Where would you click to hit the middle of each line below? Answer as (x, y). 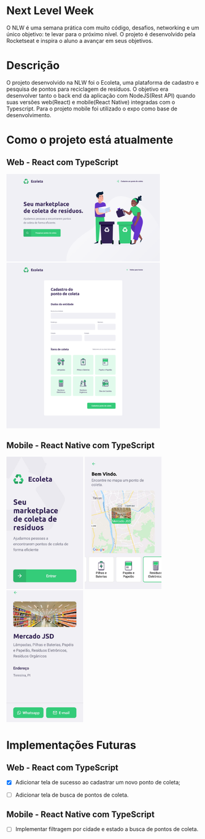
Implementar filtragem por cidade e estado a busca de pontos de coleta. (107, 829)
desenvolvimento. (29, 115)
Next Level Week (50, 11)
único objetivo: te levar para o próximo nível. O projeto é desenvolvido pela (101, 34)
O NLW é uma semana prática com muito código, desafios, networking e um (103, 28)
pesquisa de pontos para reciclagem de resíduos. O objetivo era (87, 89)
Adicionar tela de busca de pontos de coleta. (72, 795)
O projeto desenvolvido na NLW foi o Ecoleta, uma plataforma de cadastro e (102, 82)
